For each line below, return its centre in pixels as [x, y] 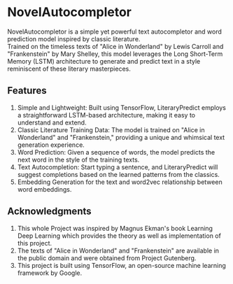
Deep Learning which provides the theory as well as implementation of [119, 236]
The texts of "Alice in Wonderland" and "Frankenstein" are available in [118, 250]
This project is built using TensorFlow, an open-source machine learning [121, 265]
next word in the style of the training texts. [78, 159]
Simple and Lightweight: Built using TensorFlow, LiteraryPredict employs [121, 107]
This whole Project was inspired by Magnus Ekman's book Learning [115, 228]
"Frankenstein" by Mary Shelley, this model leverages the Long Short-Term [115, 54]
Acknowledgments [50, 212]
